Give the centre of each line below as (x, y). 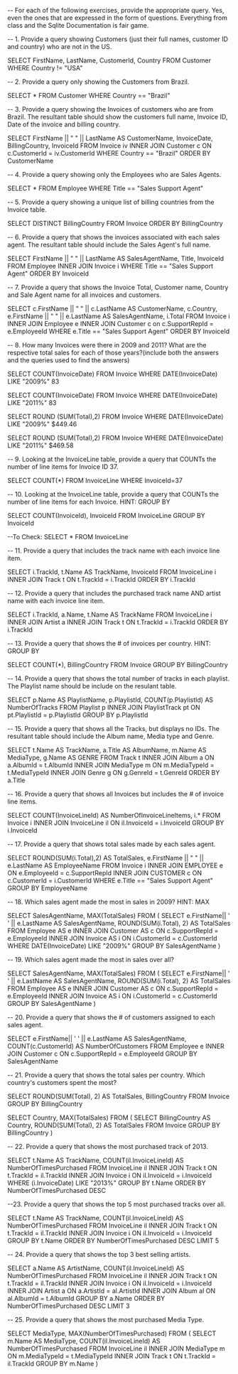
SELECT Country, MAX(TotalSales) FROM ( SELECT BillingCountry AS (109, 1118)
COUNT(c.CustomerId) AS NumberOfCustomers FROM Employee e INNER (116, 1046)
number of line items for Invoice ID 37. (63, 467)
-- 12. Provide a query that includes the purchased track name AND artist (114, 593)
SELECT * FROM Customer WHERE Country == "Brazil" (89, 96)
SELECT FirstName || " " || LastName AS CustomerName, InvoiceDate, (110, 138)
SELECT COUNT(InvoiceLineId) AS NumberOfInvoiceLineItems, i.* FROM (114, 815)
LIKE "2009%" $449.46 (42, 424)
